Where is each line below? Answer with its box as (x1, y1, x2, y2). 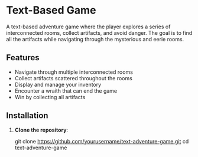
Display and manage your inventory (14, 81, 102, 88)
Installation (6, 110, 48, 121)
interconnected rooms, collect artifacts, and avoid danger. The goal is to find (6, 29, 193, 36)
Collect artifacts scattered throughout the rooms (14, 74, 133, 81)
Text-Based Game (6, 4, 96, 17)
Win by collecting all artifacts (14, 93, 86, 100)
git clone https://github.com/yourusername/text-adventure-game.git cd (14, 138, 189, 145)
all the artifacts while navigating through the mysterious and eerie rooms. (6, 35, 184, 42)
